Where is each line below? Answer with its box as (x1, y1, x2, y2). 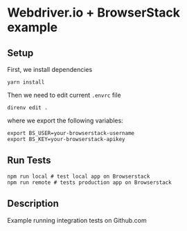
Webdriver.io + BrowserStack (7, 5, 181, 21)
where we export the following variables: (7, 116, 123, 124)
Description (7, 198, 59, 210)
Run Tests (7, 154, 51, 167)
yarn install (7, 79, 45, 86)
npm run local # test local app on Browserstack (7, 173, 150, 180)
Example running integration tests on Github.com (7, 216, 147, 224)
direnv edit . (7, 104, 48, 111)
